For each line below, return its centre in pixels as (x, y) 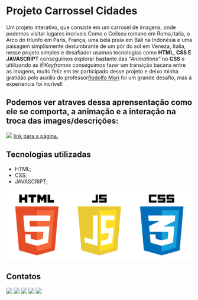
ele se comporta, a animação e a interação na (91, 112)
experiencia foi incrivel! (35, 83)
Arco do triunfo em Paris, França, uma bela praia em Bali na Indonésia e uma (99, 40)
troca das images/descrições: (62, 121)
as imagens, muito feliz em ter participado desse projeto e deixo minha (92, 71)
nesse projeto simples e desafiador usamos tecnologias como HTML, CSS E (99, 52)
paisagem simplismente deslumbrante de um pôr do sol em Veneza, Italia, (96, 46)
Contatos (24, 277)
